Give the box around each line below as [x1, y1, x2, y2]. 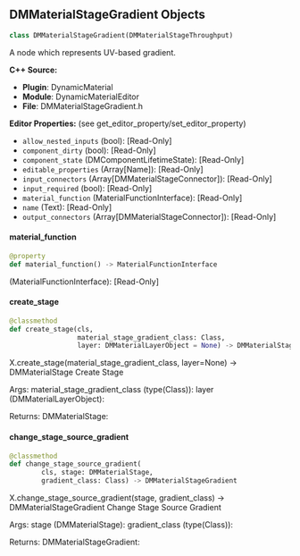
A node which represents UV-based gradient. [9, 46, 177, 57]
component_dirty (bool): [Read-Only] [21, 145, 156, 156]
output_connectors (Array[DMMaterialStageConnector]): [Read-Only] [21, 211, 277, 222]
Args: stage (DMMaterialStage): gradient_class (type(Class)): [9, 519, 234, 530]
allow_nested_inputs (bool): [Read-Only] [21, 135, 172, 146]
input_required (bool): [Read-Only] [21, 182, 153, 193]
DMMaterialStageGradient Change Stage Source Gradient [9, 502, 221, 513]
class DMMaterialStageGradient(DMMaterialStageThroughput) [9, 30, 234, 39]
